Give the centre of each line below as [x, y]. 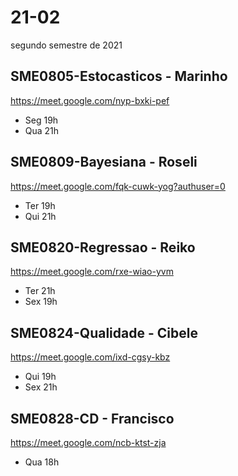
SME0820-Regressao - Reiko [103, 247]
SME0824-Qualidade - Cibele [104, 332]
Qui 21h [40, 216]
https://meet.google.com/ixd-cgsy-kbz [90, 357]
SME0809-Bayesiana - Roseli [104, 162]
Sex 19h [41, 302]
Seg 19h [41, 120]
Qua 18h [42, 462]
